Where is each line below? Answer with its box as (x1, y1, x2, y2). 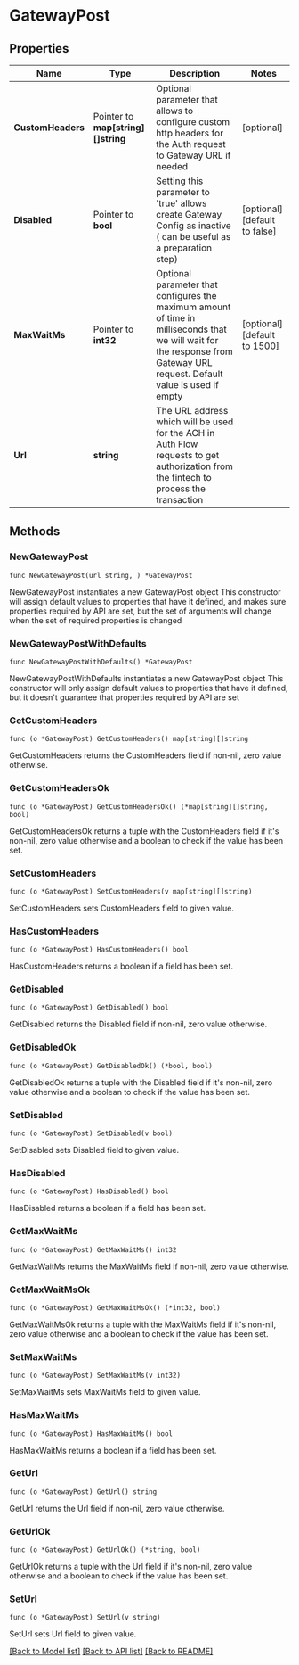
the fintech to (155, 472, 212, 483)
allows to (155, 104, 194, 117)
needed (155, 161, 189, 172)
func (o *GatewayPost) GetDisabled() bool (9, 1003, 169, 1012)
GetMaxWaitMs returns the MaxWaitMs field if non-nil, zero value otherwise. (9, 1261, 289, 1272)
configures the (155, 290, 217, 301)
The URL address (155, 405, 229, 416)
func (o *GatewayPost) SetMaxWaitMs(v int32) (9, 1371, 181, 1381)
